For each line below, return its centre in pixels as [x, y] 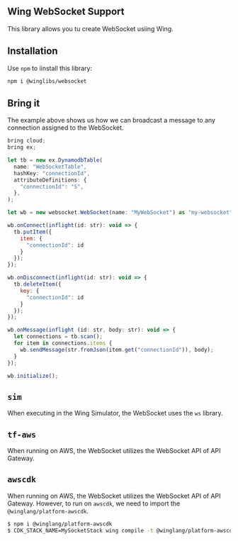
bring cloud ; [27, 141]
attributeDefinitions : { [50, 180]
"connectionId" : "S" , [52, 186]
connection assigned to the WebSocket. [66, 128]
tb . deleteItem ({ [38, 284]
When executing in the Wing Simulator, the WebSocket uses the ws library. [115, 413]
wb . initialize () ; [33, 376]
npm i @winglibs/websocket [47, 81]
